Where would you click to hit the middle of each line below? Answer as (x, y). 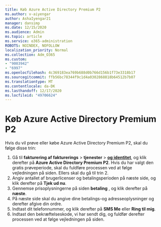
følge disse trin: (21, 148)
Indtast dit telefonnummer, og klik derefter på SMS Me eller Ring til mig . (84, 209)
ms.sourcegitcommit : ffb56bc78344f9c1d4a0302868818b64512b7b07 (70, 77)
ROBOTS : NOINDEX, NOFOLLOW (32, 46)
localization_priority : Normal (37, 50)
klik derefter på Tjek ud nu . (39, 183)
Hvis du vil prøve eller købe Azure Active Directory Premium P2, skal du (76, 143)
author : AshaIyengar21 (28, 18)
